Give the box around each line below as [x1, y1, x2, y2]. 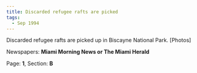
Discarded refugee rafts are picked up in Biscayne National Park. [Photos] [6, 37, 192, 44]
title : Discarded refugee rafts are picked [6, 8, 119, 15]
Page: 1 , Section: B [6, 60, 54, 67]
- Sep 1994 [12, 20, 40, 26]
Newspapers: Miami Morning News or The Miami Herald [6, 48, 150, 56]
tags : [6, 14, 20, 21]
